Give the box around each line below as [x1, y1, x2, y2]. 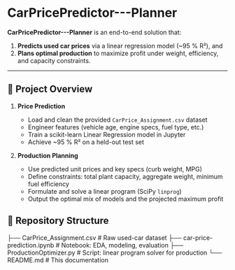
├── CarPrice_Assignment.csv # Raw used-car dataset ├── [7, 233, 182, 242]
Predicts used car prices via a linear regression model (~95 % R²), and [17, 41, 223, 50]
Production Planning [17, 151, 78, 159]
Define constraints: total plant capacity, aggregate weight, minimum [27, 172, 223, 180]
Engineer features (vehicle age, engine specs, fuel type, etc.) [27, 122, 204, 131]
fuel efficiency [27, 180, 70, 188]
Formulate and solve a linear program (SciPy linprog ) [27, 187, 182, 195]
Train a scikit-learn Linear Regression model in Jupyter [27, 130, 186, 138]
